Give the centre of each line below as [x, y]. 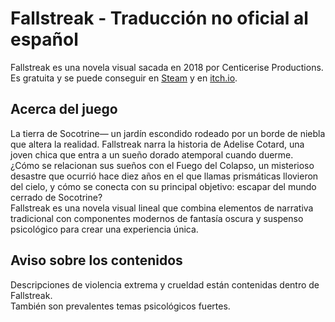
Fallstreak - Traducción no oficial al [159, 18]
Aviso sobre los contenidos [96, 260]
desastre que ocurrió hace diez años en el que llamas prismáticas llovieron [164, 176]
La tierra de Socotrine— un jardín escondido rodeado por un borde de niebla [168, 133]
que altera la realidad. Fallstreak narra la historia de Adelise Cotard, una [157, 144]
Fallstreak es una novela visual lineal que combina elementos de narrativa [162, 208]
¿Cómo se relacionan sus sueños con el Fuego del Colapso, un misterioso [162, 165]
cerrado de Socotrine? [56, 197]
